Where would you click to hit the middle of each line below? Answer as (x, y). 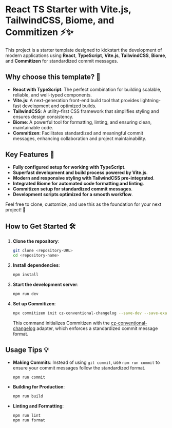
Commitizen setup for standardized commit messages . (72, 189)
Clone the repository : (36, 241)
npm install (25, 275)
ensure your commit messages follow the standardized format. (79, 367)
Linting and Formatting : (38, 406)
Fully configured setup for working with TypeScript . (69, 167)
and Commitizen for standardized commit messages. (62, 61)
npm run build (28, 396)
